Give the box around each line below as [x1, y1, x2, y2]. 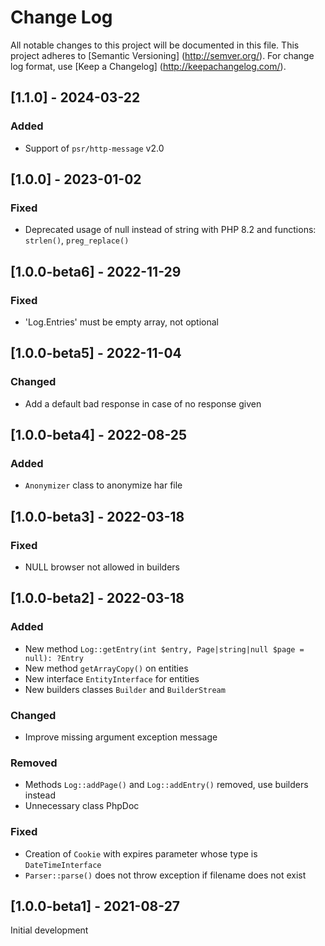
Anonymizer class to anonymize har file [24, 479, 183, 491]
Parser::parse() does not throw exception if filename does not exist [24, 869, 307, 881]
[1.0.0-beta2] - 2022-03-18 [10, 590, 185, 607]
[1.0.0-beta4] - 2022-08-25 [10, 427, 188, 444]
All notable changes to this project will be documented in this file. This [10, 39, 300, 51]
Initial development [10, 924, 89, 936]
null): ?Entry [24, 653, 84, 663]
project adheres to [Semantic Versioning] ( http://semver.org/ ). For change [10, 49, 315, 61]
